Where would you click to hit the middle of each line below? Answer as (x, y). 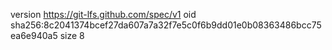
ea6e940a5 (34, 35)
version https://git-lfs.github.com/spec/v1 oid (103, 14)
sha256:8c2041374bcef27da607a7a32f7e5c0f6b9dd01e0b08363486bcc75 (166, 25)
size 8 (72, 35)
